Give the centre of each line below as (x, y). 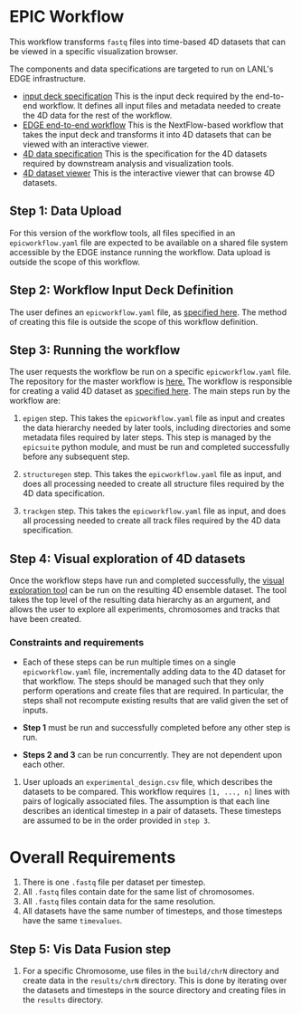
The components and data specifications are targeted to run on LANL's (141, 69)
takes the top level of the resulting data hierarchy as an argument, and (140, 600)
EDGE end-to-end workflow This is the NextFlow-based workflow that (153, 125)
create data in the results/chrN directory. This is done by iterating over (155, 981)
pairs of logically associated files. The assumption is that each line (146, 801)
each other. (44, 765)
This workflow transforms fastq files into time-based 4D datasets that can (148, 42)
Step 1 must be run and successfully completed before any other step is (156, 728)
